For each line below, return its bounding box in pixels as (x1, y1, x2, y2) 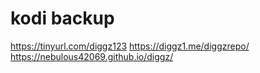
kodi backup (10, 7, 115, 30)
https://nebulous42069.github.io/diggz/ (10, 50, 174, 62)
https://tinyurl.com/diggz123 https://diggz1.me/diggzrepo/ (10, 40, 250, 52)
